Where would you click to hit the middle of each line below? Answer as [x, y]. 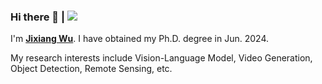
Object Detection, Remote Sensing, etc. [91, 69]
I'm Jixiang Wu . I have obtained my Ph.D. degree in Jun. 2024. [140, 39]
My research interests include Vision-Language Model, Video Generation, [161, 58]
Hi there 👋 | [38, 17]
